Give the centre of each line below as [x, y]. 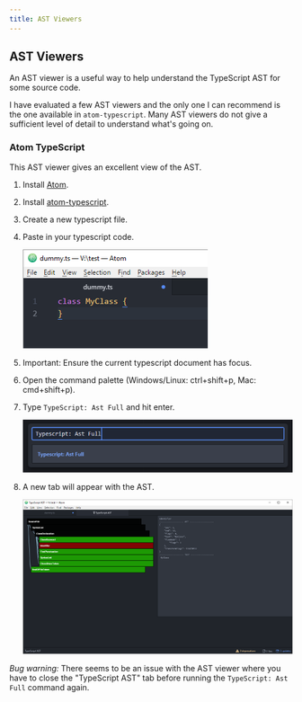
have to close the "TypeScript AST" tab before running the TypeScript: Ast [149, 678]
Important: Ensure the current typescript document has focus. [137, 362]
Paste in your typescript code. [78, 236]
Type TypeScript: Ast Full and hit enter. [98, 407]
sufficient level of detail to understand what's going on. [111, 124]
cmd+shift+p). [49, 389]
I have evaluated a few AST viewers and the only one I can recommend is [145, 105]
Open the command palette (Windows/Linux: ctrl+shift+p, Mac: [139, 380]
